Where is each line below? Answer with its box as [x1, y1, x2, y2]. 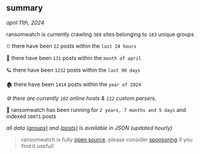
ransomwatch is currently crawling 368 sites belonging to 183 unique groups [6, 31, 195, 38]
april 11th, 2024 [6, 19, 45, 26]
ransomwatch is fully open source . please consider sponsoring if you [20, 136, 193, 143]
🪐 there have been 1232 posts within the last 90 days [6, 66, 140, 73]
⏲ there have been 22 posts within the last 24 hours [6, 42, 137, 49]
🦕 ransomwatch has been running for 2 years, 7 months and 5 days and [6, 106, 186, 113]
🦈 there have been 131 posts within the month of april [6, 54, 142, 61]
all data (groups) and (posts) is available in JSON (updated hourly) [6, 124, 173, 131]
